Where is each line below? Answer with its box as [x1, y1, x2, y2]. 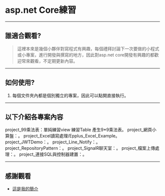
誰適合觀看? [5, 32, 41, 40]
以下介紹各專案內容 [5, 113, 63, 121]
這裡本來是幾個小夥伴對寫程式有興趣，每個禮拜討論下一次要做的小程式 [17, 45, 160, 52]
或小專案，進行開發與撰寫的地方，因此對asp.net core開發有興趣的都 [17, 52, 155, 58]
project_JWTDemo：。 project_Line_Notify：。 [5, 139, 101, 145]
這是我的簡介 [12, 186, 38, 192]
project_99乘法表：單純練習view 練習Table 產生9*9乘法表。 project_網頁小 [5, 127, 157, 133]
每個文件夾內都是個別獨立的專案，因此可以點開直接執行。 [12, 92, 129, 98]
